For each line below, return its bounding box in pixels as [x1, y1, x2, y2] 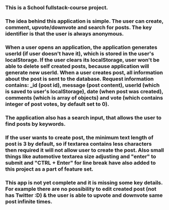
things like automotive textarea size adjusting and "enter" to [5, 153, 156, 160]
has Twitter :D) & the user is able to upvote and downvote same [5, 191, 163, 198]
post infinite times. [5, 198, 52, 205]
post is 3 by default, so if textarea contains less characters [5, 140, 152, 147]
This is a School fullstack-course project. [5, 4, 108, 11]
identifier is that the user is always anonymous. [5, 30, 124, 37]
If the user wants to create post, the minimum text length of [5, 134, 154, 141]
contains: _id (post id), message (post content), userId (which [5, 81, 160, 88]
